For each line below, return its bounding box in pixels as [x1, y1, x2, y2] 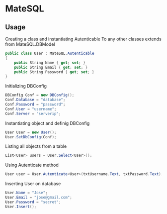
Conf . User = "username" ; [5, 107, 57, 111]
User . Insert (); [5, 204, 37, 209]
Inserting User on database [5, 181, 61, 187]
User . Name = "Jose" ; [5, 190, 48, 196]
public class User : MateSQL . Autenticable [5, 51, 94, 56]
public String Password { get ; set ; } [14, 69, 94, 75]
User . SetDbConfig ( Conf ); [5, 134, 57, 139]
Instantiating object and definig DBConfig [5, 120, 90, 126]
